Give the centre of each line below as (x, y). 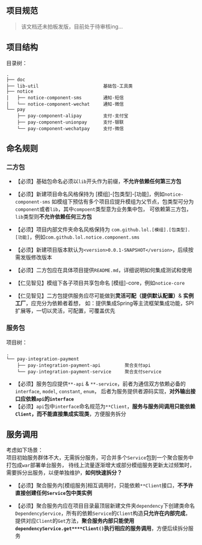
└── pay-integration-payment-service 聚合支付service (89, 372)
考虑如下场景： (25, 450)
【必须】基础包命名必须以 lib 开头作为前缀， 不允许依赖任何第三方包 (98, 181)
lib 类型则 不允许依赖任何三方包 (53, 217)
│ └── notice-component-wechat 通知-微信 (65, 104)
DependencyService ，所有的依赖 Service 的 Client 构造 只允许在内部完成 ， (103, 513)
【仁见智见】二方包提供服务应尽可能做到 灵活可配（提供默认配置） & (98, 296)
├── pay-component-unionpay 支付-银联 (71, 122)
